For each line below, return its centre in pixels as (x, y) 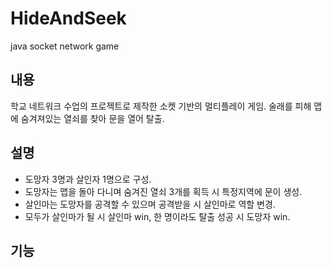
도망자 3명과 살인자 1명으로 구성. (88, 179)
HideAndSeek (68, 18)
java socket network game (65, 46)
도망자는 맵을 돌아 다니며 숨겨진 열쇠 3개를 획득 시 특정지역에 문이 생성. (163, 191)
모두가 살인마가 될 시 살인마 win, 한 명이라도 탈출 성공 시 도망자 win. (157, 216)
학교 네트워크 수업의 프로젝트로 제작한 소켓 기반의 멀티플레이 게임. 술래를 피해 (161, 106)
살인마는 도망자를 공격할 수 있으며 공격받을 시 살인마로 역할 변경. (150, 204)
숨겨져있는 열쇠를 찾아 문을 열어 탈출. (92, 118)
